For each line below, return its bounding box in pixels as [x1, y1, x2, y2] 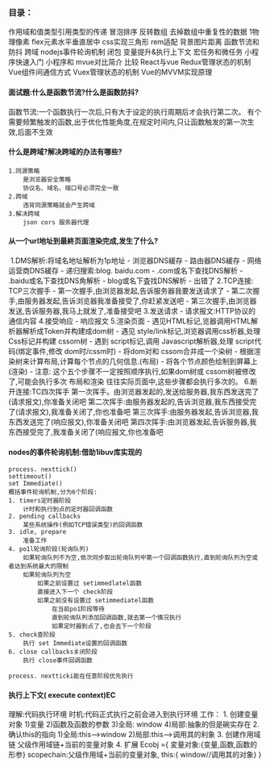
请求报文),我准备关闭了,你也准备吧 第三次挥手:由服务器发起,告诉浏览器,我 [18, 406, 260, 416]
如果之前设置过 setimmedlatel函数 [37, 579, 143, 588]
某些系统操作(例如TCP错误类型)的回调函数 [23, 521, 143, 529]
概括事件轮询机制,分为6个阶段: [8, 488, 98, 497]
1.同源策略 [8, 167, 40, 175]
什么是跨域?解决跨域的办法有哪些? [8, 147, 123, 156]
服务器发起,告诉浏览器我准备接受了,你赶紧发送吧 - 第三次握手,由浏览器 [24, 296, 257, 306]
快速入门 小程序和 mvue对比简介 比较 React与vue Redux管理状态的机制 [15, 57, 251, 67]
